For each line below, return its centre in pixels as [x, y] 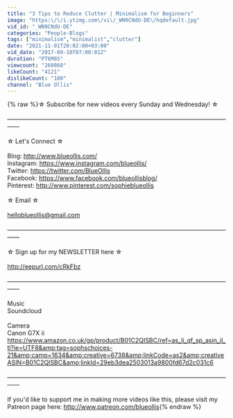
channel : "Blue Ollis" [40, 85]
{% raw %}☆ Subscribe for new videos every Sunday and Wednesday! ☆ [113, 104]
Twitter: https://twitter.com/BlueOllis [59, 171]
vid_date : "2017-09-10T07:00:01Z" [57, 53]
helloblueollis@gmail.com [44, 215]
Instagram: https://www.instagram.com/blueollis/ [77, 163]
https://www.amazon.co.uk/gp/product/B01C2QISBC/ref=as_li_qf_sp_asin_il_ [116, 340]
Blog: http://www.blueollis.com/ [52, 156]
